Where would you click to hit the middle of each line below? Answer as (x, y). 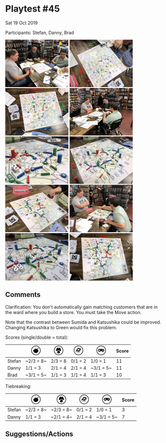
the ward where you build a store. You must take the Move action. (73, 312)
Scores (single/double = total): (37, 337)
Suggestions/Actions (39, 434)
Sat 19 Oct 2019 (21, 23)
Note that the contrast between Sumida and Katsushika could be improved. (83, 322)
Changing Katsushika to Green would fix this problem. (61, 327)
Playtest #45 (33, 9)
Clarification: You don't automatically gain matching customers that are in (81, 307)
